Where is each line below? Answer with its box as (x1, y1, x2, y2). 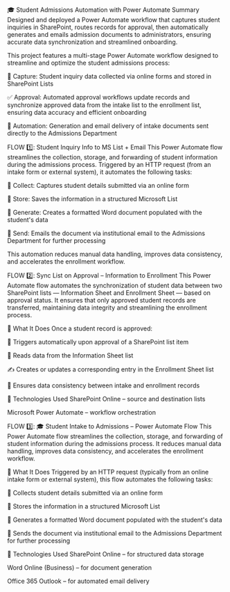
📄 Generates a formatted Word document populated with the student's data (7, 515, 223, 524)
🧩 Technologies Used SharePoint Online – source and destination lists (7, 395, 206, 403)
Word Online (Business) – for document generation (7, 563, 152, 572)
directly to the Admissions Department (7, 129, 117, 137)
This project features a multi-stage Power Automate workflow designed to (7, 51, 219, 59)
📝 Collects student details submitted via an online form (7, 489, 163, 497)
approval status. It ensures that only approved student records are (7, 296, 196, 304)
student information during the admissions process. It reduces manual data (7, 440, 222, 447)
